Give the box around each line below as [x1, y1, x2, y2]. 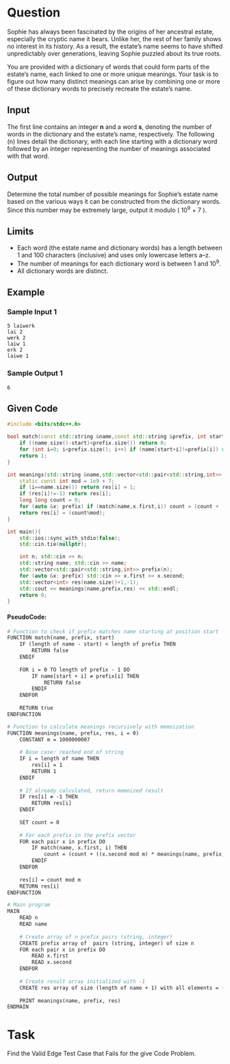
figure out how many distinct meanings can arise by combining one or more [7, 77, 220, 85]
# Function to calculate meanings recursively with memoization [7, 723, 194, 730]
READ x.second [31, 959, 72, 966]
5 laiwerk [7, 322, 36, 330]
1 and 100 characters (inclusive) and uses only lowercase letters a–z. [16, 251, 211, 259]
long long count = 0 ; [19, 497, 81, 504]
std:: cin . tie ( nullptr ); [19, 541, 88, 548]
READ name [19, 921, 48, 927]
